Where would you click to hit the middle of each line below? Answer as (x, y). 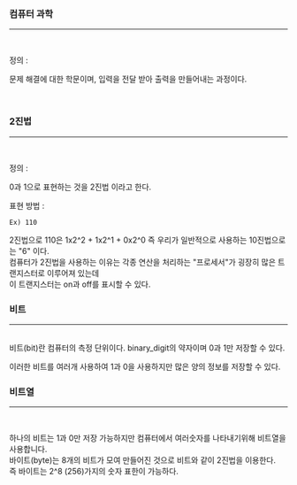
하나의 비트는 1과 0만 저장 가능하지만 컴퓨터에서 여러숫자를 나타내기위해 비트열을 (148, 438)
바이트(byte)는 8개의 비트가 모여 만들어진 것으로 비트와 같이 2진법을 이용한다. (143, 460)
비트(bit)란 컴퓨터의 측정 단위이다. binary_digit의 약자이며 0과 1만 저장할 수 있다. (147, 348)
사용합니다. (28, 450)
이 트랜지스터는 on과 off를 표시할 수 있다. (80, 284)
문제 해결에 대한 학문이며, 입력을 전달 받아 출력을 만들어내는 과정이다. (128, 79)
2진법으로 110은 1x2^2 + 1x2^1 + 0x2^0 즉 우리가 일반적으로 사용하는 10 (133, 240)
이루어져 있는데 (73, 273)
